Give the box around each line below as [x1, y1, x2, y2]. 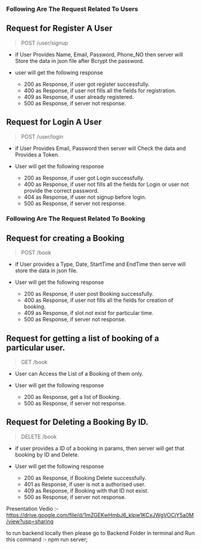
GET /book [20, 359, 48, 366]
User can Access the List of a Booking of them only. [14, 370, 144, 377]
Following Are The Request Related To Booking [6, 215, 145, 223]
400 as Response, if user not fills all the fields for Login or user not [23, 181, 189, 188]
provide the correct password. [23, 187, 99, 194]
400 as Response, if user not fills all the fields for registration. [23, 86, 176, 94]
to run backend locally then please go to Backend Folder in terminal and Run [6, 529, 195, 536]
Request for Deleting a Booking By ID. [6, 417, 149, 427]
